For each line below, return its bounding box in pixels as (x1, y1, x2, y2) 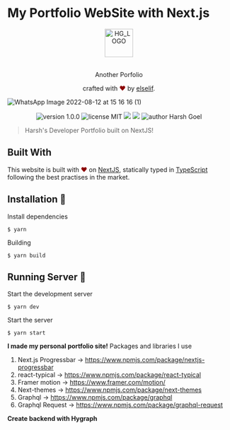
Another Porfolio (95, 70, 143, 79)
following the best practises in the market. (7, 173, 130, 181)
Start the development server (7, 290, 93, 298)
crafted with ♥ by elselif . (82, 83, 156, 93)
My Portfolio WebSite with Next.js (7, 5, 210, 21)
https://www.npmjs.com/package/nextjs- (84, 356, 205, 364)
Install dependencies (7, 212, 69, 221)
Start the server (7, 316, 53, 325)
